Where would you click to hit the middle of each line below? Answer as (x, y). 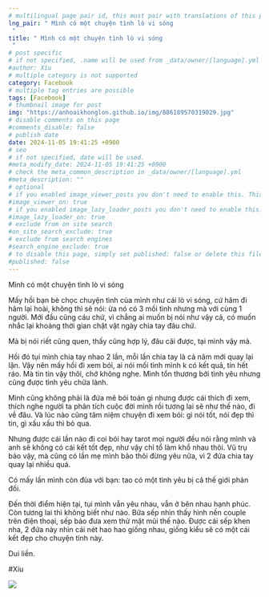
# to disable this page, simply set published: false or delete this (127, 254)
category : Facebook (41, 83)
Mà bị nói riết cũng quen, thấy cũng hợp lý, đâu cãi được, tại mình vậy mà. (130, 341)
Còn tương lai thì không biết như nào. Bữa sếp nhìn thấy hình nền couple (127, 512)
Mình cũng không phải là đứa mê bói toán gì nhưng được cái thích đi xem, (129, 397)
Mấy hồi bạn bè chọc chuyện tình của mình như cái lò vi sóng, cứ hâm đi (128, 300)
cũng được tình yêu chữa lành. (58, 382)
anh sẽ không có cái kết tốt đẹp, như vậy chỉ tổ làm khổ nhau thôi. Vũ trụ (128, 447)
